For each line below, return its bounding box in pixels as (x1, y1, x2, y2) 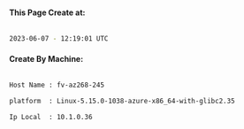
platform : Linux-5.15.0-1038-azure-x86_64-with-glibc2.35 (9, 97, 236, 106)
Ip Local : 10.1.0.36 (9, 113, 93, 122)
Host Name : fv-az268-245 (9, 80, 104, 90)
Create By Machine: (9, 53, 84, 64)
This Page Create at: (9, 7, 86, 18)
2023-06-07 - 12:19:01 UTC (9, 34, 109, 43)
